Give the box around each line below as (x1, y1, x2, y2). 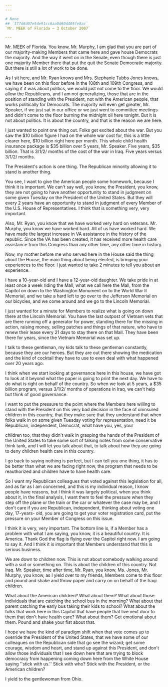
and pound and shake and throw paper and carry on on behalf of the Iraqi (5, 578, 157, 584)
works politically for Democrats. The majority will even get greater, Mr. (5, 101, 150, 108)
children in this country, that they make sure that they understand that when (5, 412, 161, 418)
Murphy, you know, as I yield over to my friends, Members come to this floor (5, 572, 162, 578)
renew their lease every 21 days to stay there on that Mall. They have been (5, 329, 158, 335)
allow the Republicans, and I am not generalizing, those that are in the (5, 91, 149, 97)
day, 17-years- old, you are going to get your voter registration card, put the (5, 510, 161, 517)
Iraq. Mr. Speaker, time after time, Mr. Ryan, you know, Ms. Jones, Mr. (5, 567, 148, 573)
